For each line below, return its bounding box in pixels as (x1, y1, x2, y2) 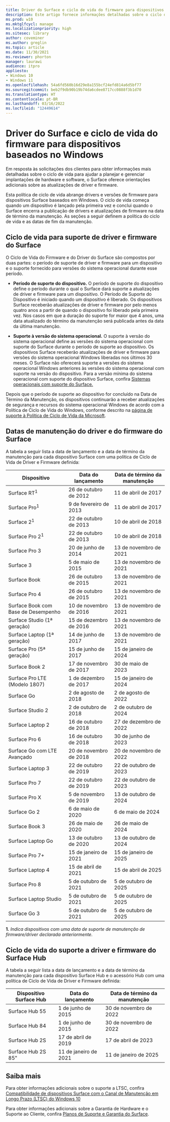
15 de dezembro (68, 616, 108, 623)
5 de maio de (68, 558, 100, 565)
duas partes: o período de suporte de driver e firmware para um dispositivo (6, 259, 162, 265)
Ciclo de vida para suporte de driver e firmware (6, 233, 157, 242)
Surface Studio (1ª (8, 616, 52, 623)
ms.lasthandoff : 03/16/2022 (6, 101, 65, 106)
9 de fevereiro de (68, 500, 109, 507)
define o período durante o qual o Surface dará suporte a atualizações (13, 286, 159, 292)
